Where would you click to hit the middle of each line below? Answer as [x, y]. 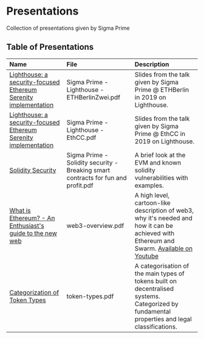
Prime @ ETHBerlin [162, 89]
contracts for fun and [97, 177]
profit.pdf [80, 185]
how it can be [154, 225]
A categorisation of [162, 265]
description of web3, [164, 210]
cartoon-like [153, 203]
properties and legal [163, 319]
